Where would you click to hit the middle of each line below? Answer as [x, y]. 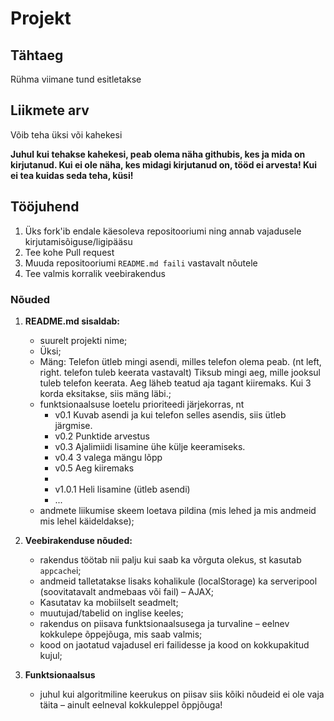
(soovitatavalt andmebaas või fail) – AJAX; [127, 591]
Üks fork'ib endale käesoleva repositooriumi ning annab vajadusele [163, 231]
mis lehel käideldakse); [87, 521]
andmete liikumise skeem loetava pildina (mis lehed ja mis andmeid [178, 510]
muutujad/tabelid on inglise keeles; [111, 613]
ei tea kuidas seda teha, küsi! [72, 175]
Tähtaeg [37, 55]
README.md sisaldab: [72, 321]
